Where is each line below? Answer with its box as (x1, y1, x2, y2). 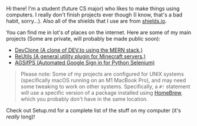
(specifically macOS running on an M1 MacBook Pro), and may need (20, 77, 186, 84)
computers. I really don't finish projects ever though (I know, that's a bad (6, 11, 183, 18)
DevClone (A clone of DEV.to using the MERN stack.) (14, 47, 143, 54)
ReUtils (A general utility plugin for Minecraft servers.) (14, 53, 146, 59)
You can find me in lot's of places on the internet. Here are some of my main (6, 29, 192, 36)
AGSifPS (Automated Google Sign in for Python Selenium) (14, 59, 155, 66)
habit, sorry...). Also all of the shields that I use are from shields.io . (6, 18, 167, 24)
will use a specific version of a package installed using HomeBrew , (20, 89, 183, 96)
